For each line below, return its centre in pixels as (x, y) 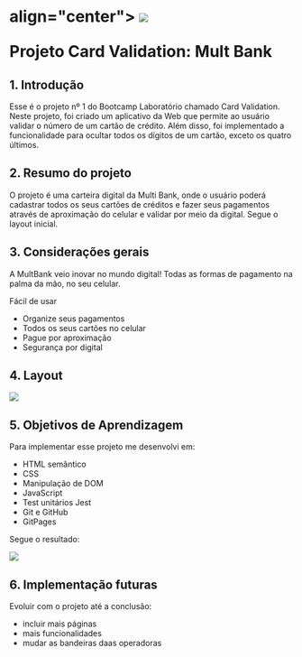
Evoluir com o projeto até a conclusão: (81, 606)
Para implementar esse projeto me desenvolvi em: (102, 447)
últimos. (24, 145)
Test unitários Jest (57, 503)
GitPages (39, 522)
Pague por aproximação (67, 338)
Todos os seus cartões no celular (84, 328)
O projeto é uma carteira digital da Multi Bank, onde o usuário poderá (137, 195)
